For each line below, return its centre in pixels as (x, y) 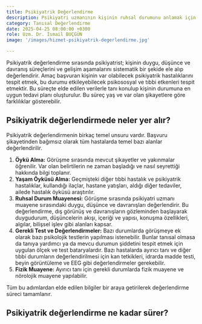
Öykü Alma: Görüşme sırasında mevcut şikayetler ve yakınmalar (95, 160)
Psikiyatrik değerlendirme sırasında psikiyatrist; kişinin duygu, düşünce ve (98, 62)
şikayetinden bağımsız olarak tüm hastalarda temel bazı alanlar (84, 141)
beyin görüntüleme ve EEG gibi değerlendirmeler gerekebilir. (90, 263)
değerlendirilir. (24, 148)
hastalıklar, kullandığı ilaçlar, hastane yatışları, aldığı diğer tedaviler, (98, 185)
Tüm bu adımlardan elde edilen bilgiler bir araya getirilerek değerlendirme (98, 287)
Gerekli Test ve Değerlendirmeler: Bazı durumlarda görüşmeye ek (98, 231)
